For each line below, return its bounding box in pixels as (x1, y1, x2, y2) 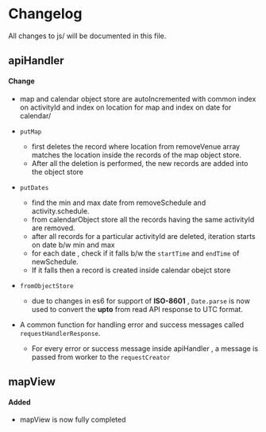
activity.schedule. (31, 206, 90, 215)
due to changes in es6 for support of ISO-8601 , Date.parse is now (31, 295, 250, 306)
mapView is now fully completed (19, 415, 126, 425)
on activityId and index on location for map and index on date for (19, 102, 232, 112)
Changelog (8, 5, 83, 23)
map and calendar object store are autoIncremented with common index (19, 94, 256, 103)
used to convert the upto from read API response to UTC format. (31, 304, 244, 314)
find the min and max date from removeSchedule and (31, 198, 206, 207)
